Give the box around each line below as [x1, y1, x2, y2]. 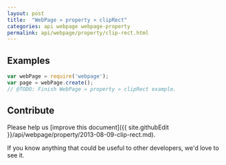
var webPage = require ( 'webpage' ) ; [7, 73, 109, 80]
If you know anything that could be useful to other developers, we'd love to [7, 144, 220, 152]
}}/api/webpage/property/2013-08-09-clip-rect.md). [7, 130, 156, 138]
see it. [7, 151, 25, 159]
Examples [7, 54, 50, 66]
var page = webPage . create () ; [7, 79, 94, 86]
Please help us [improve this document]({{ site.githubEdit [7, 123, 170, 131]
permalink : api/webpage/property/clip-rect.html [7, 29, 149, 36]
